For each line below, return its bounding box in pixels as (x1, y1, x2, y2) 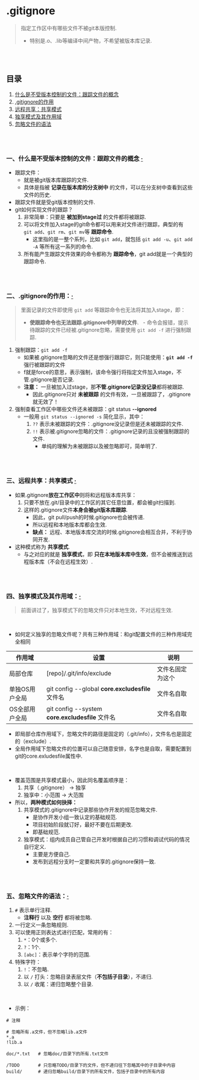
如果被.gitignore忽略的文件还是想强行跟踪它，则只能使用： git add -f (23, 354, 193, 361)
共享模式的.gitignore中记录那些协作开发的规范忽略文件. (23, 806, 158, 813)
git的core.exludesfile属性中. (14, 752, 83, 759)
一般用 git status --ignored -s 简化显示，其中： (23, 413, 145, 420)
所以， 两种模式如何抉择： (14, 799, 78, 806)
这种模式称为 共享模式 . (14, 543, 70, 550)
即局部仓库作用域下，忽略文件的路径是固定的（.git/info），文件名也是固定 (14, 730, 192, 737)
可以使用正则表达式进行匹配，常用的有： (14, 929, 114, 936)
